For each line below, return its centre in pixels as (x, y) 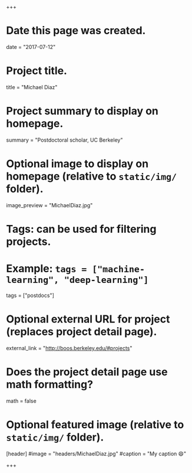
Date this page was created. (76, 31)
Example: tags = (47, 269)
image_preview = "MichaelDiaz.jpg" (49, 205)
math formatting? (49, 384)
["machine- (119, 270)
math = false (21, 401)
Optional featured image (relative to (95, 424)
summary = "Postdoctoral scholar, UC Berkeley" (64, 140)
